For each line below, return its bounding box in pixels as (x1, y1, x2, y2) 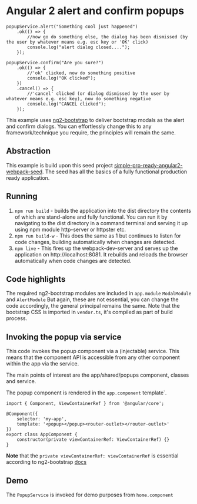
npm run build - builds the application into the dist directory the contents (14, 207, 191, 214)
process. (6, 315, 28, 322)
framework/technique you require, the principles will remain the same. (6, 129, 176, 136)
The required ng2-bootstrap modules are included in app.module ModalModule (6, 290, 192, 297)
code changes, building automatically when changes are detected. (14, 238, 176, 245)
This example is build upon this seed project (6, 162, 113, 169)
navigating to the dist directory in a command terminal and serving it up (14, 219, 188, 226)
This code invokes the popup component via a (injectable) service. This (6, 348, 179, 355)
